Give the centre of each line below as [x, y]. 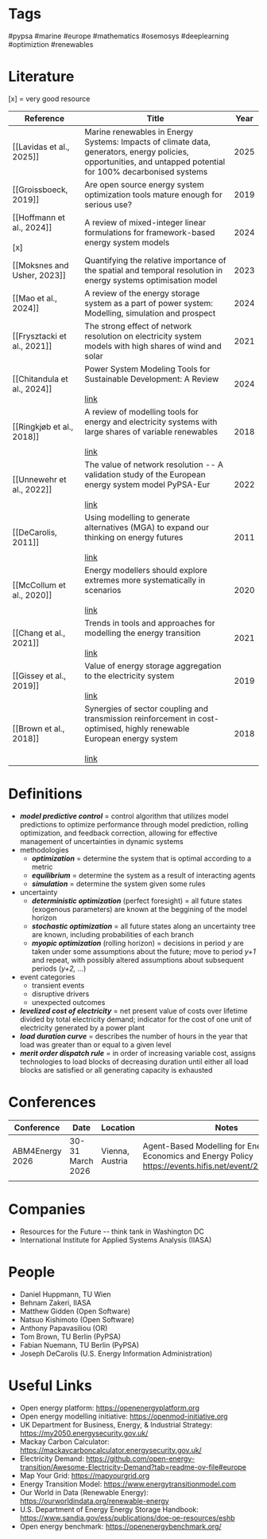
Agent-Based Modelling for [194, 1146]
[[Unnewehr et [39, 479]
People [32, 1272]
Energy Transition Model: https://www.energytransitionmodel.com [128, 1484]
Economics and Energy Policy [198, 1156]
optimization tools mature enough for [153, 194]
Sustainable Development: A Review [152, 379]
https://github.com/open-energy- [141, 1459]
